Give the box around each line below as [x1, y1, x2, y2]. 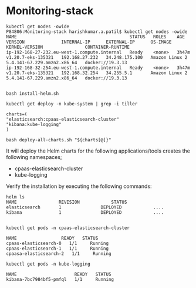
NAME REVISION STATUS [6, 199, 127, 205]
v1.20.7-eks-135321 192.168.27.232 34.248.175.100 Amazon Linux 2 [6, 54, 188, 60]
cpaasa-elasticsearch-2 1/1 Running [6, 250, 111, 257]
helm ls [6, 194, 25, 200]
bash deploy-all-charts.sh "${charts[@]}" [6, 137, 111, 143]
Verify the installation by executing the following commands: [6, 183, 152, 190]
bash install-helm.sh [6, 90, 59, 97]
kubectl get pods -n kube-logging [6, 261, 91, 267]
